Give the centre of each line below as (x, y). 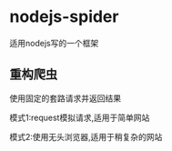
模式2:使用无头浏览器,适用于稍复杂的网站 (86, 136)
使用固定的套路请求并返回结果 (65, 98)
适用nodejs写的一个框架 (54, 43)
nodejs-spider (64, 17)
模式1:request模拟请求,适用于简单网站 (80, 117)
